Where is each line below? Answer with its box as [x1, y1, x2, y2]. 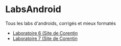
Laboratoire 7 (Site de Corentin [12, 35, 78, 41]
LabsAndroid [5, 4, 61, 15]
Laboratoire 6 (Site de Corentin [12, 30, 78, 36]
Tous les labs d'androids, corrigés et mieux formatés [5, 20, 116, 26]
